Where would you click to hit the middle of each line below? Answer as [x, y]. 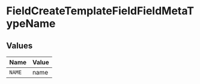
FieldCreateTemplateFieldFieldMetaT [100, 11]
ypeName [31, 24]
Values [20, 46]
